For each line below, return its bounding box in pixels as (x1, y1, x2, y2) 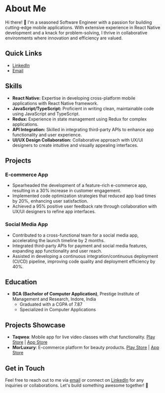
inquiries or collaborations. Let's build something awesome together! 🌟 (5, 382, 149, 388)
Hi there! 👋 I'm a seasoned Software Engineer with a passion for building (5, 19, 152, 25)
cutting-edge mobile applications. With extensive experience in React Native (5, 24, 161, 30)
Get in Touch (5, 364, 45, 372)
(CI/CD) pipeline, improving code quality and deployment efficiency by (12, 258, 156, 264)
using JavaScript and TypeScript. (12, 110, 80, 116)
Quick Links (5, 49, 42, 58)
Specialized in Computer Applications (19, 307, 96, 313)
